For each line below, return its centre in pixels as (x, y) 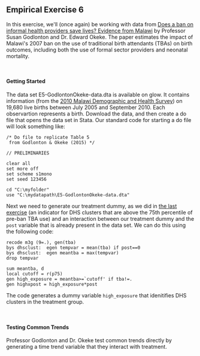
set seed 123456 (26, 179)
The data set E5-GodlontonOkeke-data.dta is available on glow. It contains (98, 95)
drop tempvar (22, 258)
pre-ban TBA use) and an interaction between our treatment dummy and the (100, 219)
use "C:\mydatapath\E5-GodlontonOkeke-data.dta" (68, 195)
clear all (19, 164)
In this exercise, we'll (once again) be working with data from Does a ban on (100, 24)
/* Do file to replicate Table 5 (48, 138)
